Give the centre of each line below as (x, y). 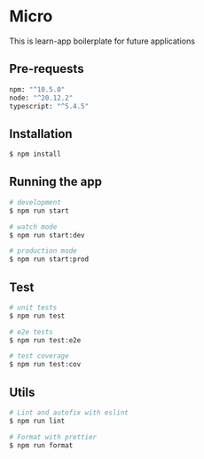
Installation (41, 134)
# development (35, 202)
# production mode (43, 251)
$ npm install (35, 154)
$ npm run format (41, 445)
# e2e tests (31, 332)
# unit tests (33, 307)
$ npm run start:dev (47, 235)
